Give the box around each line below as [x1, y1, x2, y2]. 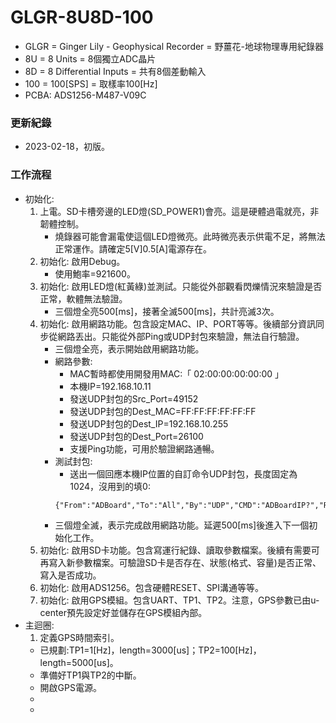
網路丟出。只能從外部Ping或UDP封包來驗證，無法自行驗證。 [57, 330, 305, 342]
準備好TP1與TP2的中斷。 [39, 669, 142, 681]
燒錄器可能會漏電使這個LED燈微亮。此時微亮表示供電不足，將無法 [54, 230, 326, 242]
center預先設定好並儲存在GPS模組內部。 [39, 606, 208, 618]
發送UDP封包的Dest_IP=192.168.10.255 [69, 417, 229, 430]
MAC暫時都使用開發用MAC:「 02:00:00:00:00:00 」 [69, 367, 285, 380]
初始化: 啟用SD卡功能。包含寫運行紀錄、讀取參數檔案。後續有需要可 [39, 544, 320, 556]
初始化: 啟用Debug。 [39, 255, 126, 267]
